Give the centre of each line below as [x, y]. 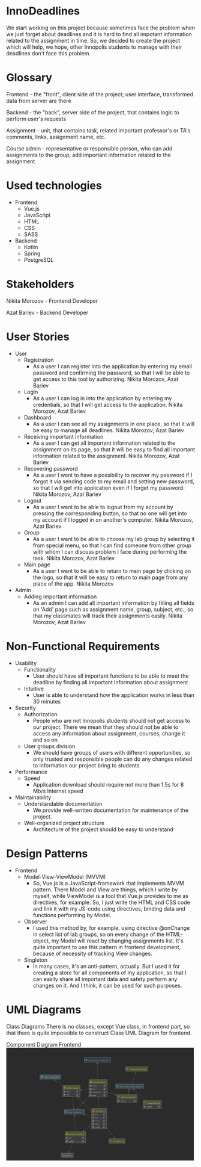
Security [25, 708]
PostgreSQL [39, 259]
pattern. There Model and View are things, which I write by [105, 890]
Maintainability [33, 797]
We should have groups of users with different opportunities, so [112, 752]
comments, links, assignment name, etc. [56, 137]
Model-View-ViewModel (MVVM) [65, 876]
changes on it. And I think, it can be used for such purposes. [107, 985]
